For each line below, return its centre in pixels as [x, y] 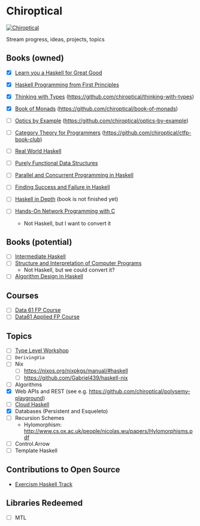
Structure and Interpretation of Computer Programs [78, 263]
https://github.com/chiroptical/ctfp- [148, 133]
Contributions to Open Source [63, 470]
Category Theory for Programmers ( [59, 133]
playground [29, 398]
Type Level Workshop [42, 351]
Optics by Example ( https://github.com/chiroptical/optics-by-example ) [101, 121]
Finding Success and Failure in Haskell [62, 187]
